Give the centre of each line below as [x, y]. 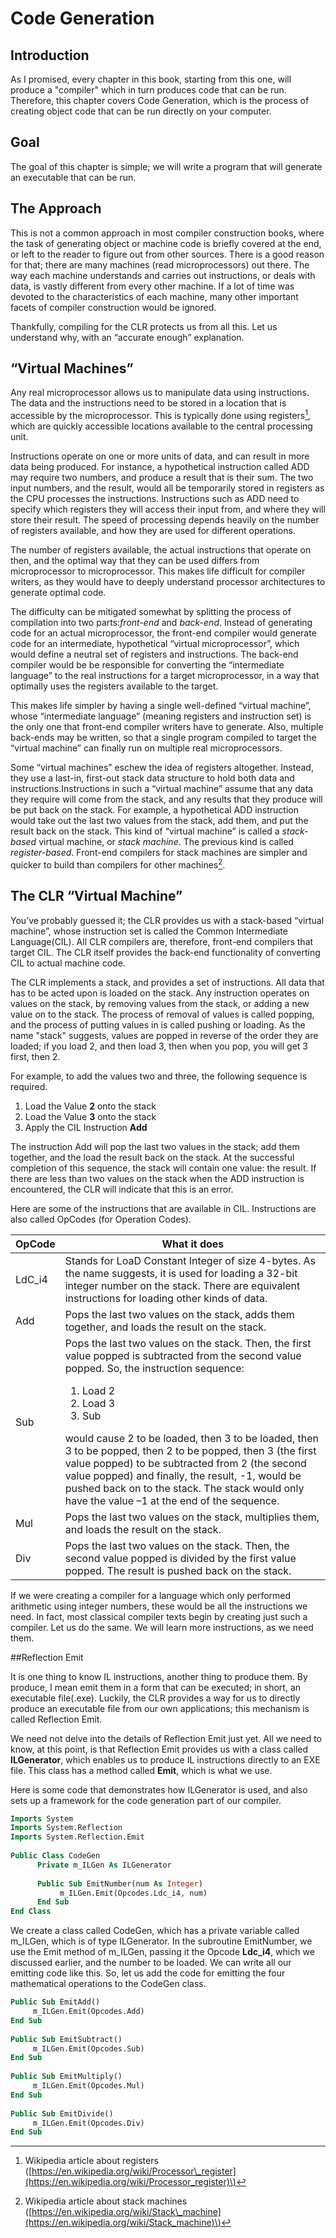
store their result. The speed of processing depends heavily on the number [165, 520]
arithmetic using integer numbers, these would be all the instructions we [159, 1606]
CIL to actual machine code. [68, 963]
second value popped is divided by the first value [180, 1558]
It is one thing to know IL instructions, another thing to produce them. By [159, 1676]
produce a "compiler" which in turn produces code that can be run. [148, 90]
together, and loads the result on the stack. [165, 1327]
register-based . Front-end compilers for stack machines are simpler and [159, 853]
